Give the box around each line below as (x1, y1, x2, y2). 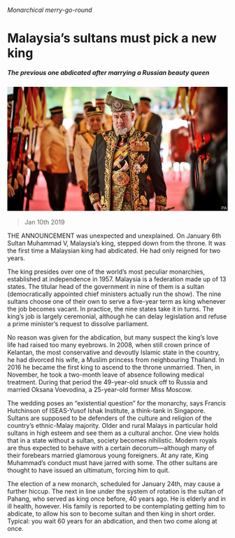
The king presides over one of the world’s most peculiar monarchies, (7, 267, 205, 276)
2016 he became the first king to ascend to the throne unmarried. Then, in (7, 363, 220, 372)
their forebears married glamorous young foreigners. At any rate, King (7, 451, 208, 459)
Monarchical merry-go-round (7, 6, 92, 14)
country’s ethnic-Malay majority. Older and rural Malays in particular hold (7, 422, 218, 430)
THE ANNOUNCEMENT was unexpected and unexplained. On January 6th (7, 231, 222, 240)
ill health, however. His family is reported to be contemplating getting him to (7, 502, 225, 511)
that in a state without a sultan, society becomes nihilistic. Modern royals (7, 436, 218, 445)
